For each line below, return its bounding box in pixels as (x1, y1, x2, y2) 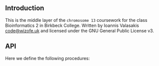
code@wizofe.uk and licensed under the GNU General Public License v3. (5, 27, 155, 34)
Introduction (5, 4, 45, 12)
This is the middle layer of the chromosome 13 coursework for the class (5, 17, 148, 23)
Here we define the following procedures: (5, 55, 90, 61)
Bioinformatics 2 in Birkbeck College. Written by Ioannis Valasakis (5, 22, 139, 28)
